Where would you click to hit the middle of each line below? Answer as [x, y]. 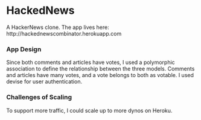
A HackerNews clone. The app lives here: [58, 27]
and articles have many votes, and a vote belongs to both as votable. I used [100, 75]
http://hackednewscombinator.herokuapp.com [64, 33]
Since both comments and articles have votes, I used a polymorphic [91, 62]
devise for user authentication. [44, 81]
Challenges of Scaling [39, 97]
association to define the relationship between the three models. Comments [101, 69]
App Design [24, 49]
